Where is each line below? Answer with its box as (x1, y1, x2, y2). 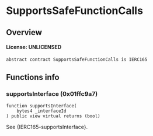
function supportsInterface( (6, 103, 77, 109)
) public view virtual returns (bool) (6, 113, 100, 119)
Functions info (6, 72, 60, 82)
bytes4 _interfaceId (16, 108, 67, 114)
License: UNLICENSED (6, 44, 62, 51)
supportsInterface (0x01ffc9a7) (6, 90, 98, 98)
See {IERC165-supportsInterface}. (6, 124, 88, 131)
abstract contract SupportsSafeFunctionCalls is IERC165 (6, 57, 148, 62)
